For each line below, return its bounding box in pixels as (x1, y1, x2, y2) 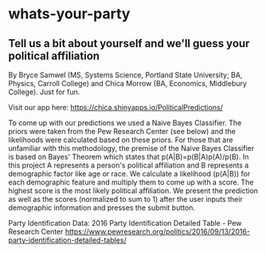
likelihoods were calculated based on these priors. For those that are (8, 135, 233, 144)
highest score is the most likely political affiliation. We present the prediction (8, 186, 259, 196)
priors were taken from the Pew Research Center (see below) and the (8, 127, 237, 136)
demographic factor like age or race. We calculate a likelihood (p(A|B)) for (8, 169, 251, 178)
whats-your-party (8, 5, 131, 23)
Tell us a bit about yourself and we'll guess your (8, 37, 250, 50)
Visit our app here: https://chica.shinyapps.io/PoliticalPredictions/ (8, 103, 223, 112)
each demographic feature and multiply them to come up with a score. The (8, 177, 254, 187)
